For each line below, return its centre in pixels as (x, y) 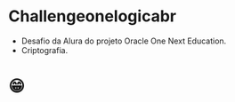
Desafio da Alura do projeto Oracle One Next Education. (124, 41)
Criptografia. (45, 50)
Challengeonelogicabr (93, 16)
